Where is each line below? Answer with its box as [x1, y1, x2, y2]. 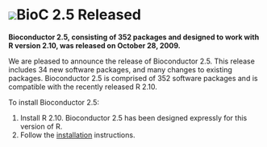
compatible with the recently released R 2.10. [8, 82, 157, 92]
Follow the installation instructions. [19, 130, 136, 140]
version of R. [19, 121, 63, 131]
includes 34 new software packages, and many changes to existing [8, 64, 232, 74]
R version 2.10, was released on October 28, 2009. [8, 40, 181, 50]
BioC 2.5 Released [16, 6, 142, 24]
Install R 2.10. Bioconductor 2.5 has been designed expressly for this [19, 112, 248, 122]
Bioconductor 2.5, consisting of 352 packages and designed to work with [8, 32, 260, 42]
